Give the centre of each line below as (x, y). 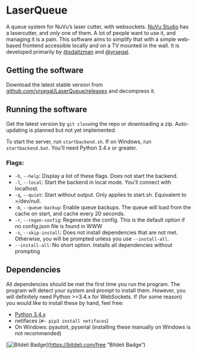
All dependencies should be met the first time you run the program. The (93, 284)
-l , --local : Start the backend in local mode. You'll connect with (93, 182)
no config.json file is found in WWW (58, 226)
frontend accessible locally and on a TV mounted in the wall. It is (101, 46)
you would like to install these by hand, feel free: (65, 303)
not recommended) (38, 333)
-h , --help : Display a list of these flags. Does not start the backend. (96, 176)
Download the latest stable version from (55, 85)
